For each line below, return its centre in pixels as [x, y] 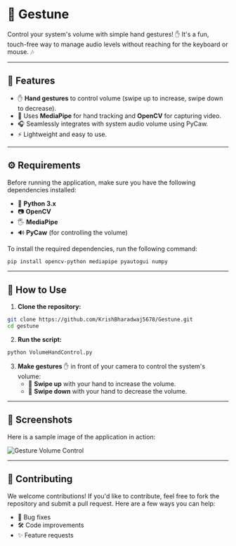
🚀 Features [31, 81]
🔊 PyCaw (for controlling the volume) [72, 232]
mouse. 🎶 [21, 51]
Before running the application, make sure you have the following [101, 182]
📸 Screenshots [40, 420]
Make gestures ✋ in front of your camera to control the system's [111, 366]
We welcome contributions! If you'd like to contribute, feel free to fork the [113, 496]
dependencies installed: [42, 189]
